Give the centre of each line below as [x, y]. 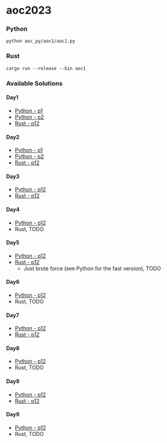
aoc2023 [29, 10]
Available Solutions [35, 83]
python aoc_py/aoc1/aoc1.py [41, 41]
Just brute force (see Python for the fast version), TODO [92, 268]
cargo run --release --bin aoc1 [46, 68]
